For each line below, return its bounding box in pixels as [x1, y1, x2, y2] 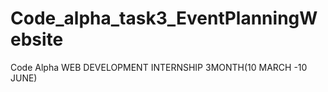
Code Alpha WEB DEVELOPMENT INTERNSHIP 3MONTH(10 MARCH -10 [10, 61, 308, 73]
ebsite [10, 28, 64, 51]
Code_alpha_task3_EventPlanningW [10, 7, 318, 30]
